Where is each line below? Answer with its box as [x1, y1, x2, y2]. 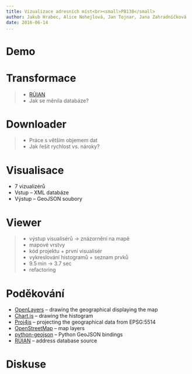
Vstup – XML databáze [14, 189, 69, 196]
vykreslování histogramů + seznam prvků [29, 254, 129, 261]
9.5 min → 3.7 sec [29, 260, 72, 267]
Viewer [6, 216, 42, 229]
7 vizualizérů [14, 183, 46, 190]
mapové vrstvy [29, 241, 65, 249]
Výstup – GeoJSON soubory [14, 195, 83, 203]
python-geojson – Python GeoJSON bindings [14, 331, 123, 338]
